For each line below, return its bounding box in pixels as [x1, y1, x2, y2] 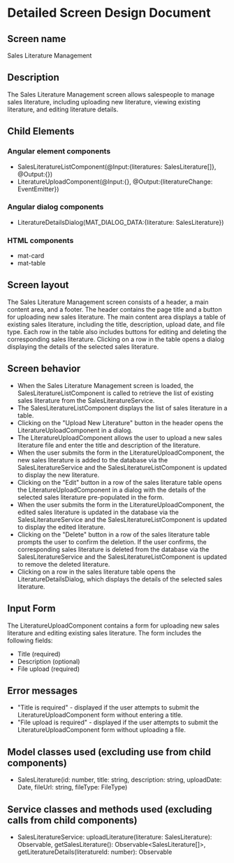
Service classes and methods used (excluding [7, 803, 212, 815]
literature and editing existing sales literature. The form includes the [7, 628, 202, 637]
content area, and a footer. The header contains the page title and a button [7, 305, 222, 313]
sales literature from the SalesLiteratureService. [17, 396, 155, 404]
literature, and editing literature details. [7, 105, 119, 113]
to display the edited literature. [17, 523, 106, 531]
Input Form [7, 602, 56, 614]
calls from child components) [7, 814, 138, 826]
